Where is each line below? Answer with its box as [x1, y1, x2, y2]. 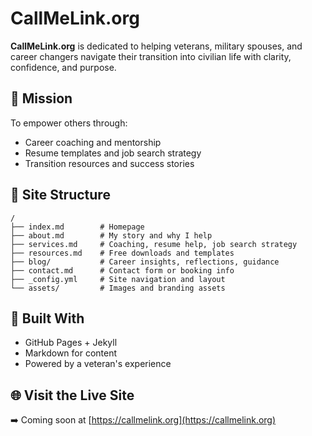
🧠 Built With [10, 310, 85, 327]
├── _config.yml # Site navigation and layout [10, 274, 226, 284]
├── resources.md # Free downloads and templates [10, 248, 235, 258]
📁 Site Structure [10, 187, 111, 204]
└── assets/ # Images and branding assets [10, 283, 226, 293]
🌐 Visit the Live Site [10, 387, 135, 404]
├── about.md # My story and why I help [10, 230, 213, 241]
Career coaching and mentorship [24, 136, 162, 148]
